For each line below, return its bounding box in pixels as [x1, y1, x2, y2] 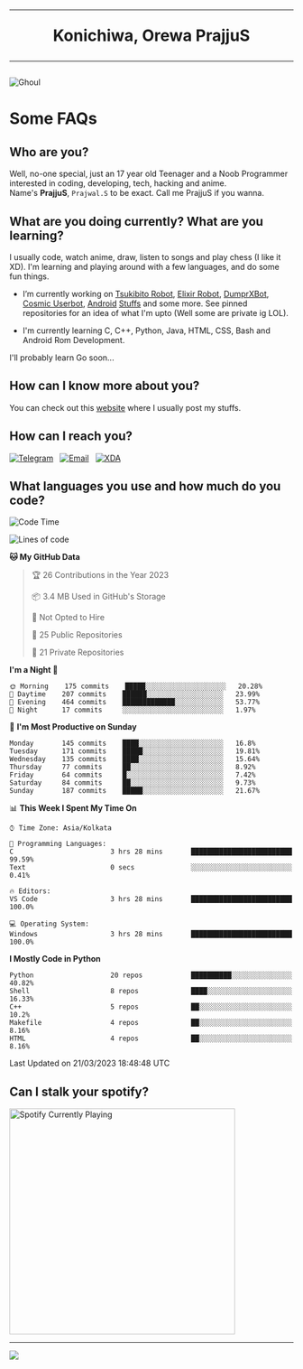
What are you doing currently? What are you [9, 213, 264, 229]
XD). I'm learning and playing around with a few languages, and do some [9, 262, 280, 272]
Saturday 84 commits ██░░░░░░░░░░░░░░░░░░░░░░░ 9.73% [9, 778, 256, 787]
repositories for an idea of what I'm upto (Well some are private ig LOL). [22, 308, 289, 318]
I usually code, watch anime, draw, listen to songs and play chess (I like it [9, 252, 281, 262]
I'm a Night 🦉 [9, 665, 59, 675]
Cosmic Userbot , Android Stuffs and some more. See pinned [22, 298, 248, 309]
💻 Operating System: [9, 919, 90, 929]
